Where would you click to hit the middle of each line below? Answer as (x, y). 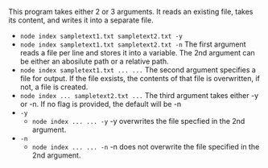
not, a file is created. (54, 87)
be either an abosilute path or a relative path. (94, 61)
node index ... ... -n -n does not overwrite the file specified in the (146, 147)
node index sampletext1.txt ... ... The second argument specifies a (138, 70)
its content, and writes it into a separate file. (81, 20)
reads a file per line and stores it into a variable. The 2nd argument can (137, 53)
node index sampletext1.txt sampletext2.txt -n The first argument (133, 44)
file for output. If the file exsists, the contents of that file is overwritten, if (140, 78)
